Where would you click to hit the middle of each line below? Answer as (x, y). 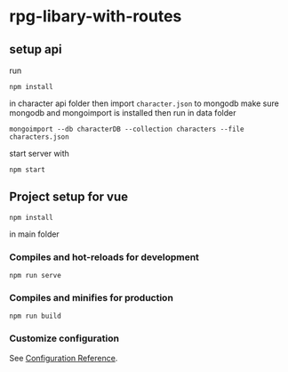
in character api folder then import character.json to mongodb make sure (144, 103)
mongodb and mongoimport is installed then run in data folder (123, 113)
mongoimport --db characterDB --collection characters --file (127, 129)
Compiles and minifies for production (91, 298)
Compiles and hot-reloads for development (104, 257)
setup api (36, 49)
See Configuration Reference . (64, 358)
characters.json (39, 137)
